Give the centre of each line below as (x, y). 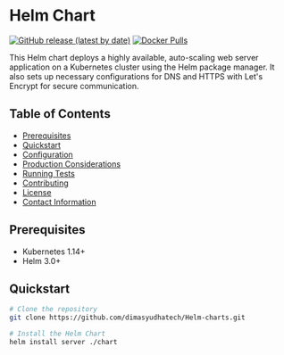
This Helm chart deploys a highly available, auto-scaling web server (134, 57)
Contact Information (59, 202)
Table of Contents (60, 114)
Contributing (45, 183)
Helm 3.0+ (42, 260)
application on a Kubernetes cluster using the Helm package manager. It (142, 67)
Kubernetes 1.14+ (54, 252)
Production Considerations (71, 164)
